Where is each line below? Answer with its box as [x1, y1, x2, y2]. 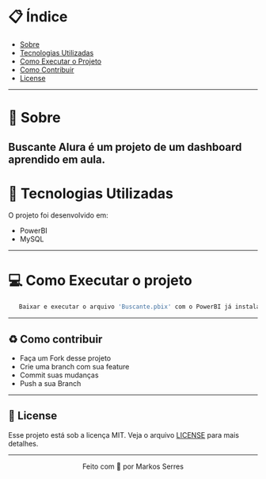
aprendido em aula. [8, 153, 105, 166]
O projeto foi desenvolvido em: [8, 211, 108, 220]
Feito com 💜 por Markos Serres [82, 462, 184, 471]
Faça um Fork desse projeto [19, 353, 112, 363]
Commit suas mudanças [19, 370, 99, 380]
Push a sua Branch [19, 379, 82, 388]
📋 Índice [8, 8, 68, 26]
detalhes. [8, 438, 39, 448]
